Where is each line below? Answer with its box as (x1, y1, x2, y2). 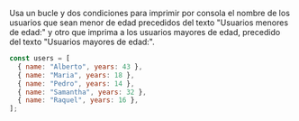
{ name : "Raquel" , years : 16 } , (17, 96, 140, 105)
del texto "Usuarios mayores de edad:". (9, 36, 155, 47)
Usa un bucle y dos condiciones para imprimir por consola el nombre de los (9, 8, 291, 18)
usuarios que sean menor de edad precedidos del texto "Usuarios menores (9, 17, 289, 28)
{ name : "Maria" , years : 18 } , (17, 70, 135, 79)
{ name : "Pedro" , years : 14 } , (17, 79, 135, 88)
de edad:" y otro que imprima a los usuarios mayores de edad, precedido (9, 27, 281, 37)
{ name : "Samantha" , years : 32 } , (17, 88, 147, 97)
